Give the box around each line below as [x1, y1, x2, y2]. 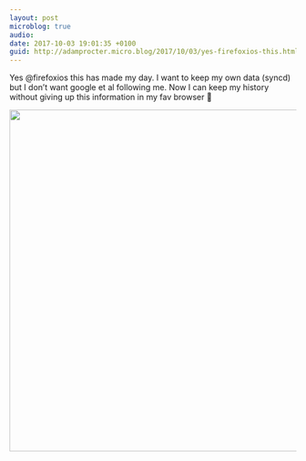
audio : [9, 30, 35, 39]
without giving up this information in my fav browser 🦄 [9, 92, 212, 103]
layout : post [9, 13, 59, 23]
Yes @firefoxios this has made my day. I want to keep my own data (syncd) [9, 72, 291, 83]
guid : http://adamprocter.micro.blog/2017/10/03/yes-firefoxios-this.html [9, 47, 300, 56]
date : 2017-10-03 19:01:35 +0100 [9, 38, 137, 48]
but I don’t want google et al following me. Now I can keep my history [9, 82, 270, 93]
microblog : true [9, 22, 71, 31]
